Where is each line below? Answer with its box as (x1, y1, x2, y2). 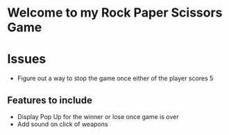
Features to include (7, 94, 92, 106)
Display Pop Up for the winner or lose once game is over (17, 112, 179, 120)
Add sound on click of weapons (17, 120, 108, 128)
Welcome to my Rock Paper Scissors (7, 5, 223, 21)
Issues (7, 51, 46, 67)
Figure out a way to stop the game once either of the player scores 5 (17, 74, 214, 82)
